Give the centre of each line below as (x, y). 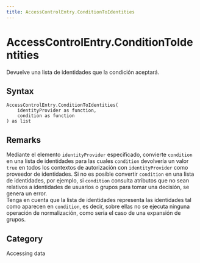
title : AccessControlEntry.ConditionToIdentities (71, 12)
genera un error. (27, 193)
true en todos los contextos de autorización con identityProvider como (97, 168)
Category (25, 239)
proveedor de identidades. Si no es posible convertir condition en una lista (100, 174)
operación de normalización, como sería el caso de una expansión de (94, 213)
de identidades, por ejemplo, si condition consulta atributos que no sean (98, 181)
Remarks (24, 140)
